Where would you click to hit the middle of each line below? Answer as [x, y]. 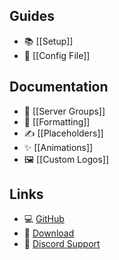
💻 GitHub [44, 219]
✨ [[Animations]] [58, 147]
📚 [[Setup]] [48, 41]
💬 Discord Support [62, 244]
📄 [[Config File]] [57, 55]
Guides [32, 16]
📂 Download [49, 233]
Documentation [59, 87]
